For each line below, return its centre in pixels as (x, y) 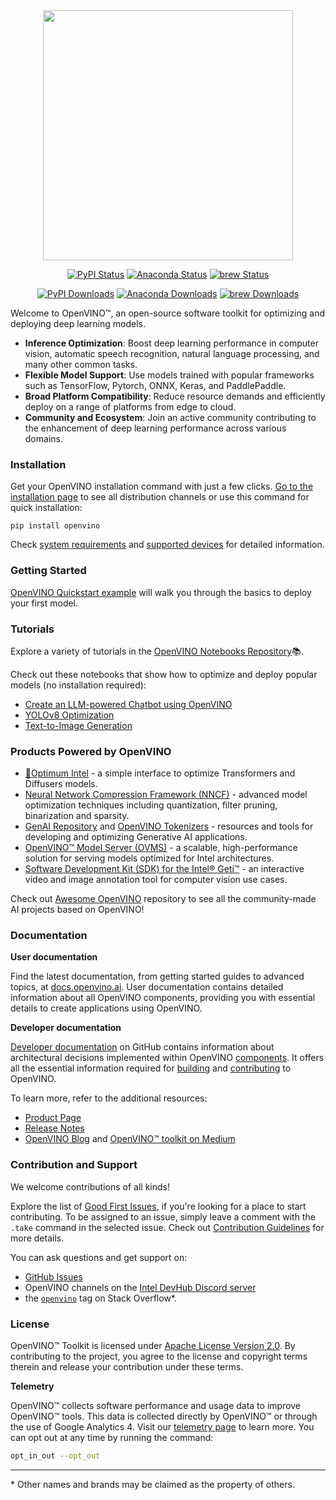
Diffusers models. (61, 784)
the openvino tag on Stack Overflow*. (100, 1298)
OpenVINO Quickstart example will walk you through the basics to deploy (161, 592)
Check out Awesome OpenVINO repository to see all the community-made (163, 899)
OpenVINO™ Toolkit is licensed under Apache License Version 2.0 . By (153, 1346)
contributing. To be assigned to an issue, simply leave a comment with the (163, 1216)
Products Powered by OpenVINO (91, 751)
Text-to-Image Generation (78, 725)
